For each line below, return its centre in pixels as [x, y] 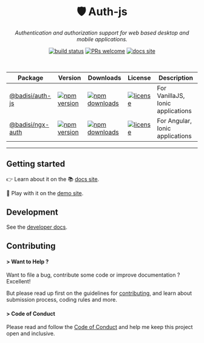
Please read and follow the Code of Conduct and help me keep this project [100, 327]
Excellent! [19, 282]
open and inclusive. [31, 334]
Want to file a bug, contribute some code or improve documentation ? [93, 275]
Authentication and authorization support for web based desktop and [102, 33]
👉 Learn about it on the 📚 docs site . [53, 179]
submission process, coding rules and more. [62, 300]
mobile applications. [102, 39]
